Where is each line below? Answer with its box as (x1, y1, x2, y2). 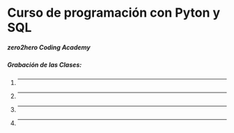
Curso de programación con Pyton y (7, 5, 221, 21)
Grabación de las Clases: (7, 61, 82, 69)
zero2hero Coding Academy (7, 43, 91, 52)
